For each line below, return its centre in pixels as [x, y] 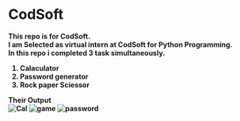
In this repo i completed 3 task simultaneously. [87, 53]
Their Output [30, 100]
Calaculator [39, 68]
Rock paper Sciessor [54, 85]
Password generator [54, 76]
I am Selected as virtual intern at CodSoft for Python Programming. [120, 44]
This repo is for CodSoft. [50, 36]
